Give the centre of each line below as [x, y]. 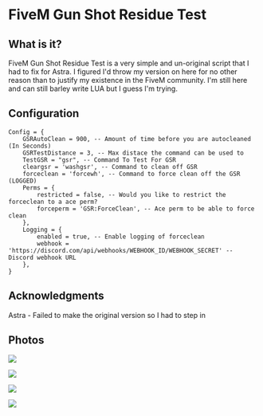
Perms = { [39, 188]
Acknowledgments [57, 296]
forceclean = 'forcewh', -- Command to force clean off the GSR [131, 174]
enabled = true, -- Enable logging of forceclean [121, 237]
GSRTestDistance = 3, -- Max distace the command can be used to [133, 153]
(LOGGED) [23, 181]
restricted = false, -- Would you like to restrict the [131, 194]
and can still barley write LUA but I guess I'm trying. [93, 88]
